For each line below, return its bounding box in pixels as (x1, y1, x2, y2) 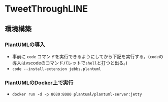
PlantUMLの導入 (5, 41, 45, 48)
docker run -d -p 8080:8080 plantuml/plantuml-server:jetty (12, 92, 142, 97)
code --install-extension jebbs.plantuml (12, 66, 101, 72)
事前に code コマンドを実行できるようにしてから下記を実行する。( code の (12, 53, 163, 59)
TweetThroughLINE (5, 3, 88, 15)
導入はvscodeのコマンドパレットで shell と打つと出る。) (12, 59, 128, 66)
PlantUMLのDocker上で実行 (5, 79, 74, 86)
